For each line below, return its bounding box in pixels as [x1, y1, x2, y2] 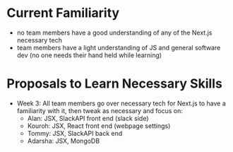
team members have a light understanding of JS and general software [16, 43, 221, 52]
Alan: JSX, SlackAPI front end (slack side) [27, 114, 149, 122]
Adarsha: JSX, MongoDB [27, 136, 100, 145]
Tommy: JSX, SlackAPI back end [27, 129, 123, 137]
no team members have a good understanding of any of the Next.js [16, 28, 213, 37]
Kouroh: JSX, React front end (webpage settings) [27, 122, 171, 130]
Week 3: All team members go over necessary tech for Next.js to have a [16, 99, 227, 107]
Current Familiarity [6, 5, 120, 21]
